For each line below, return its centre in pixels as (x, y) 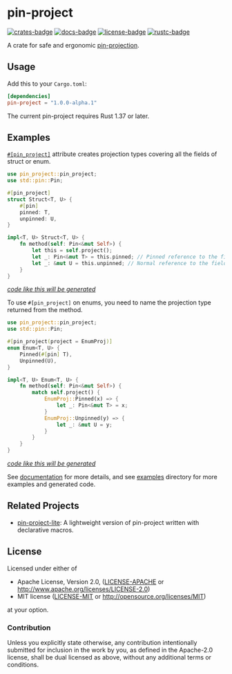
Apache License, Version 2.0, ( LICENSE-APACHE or (90, 581)
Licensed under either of (42, 568)
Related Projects (43, 506)
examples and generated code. (51, 484)
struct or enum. (29, 162)
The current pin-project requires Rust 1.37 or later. (78, 116)
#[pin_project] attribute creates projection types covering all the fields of (112, 154)
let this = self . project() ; (72, 251)
